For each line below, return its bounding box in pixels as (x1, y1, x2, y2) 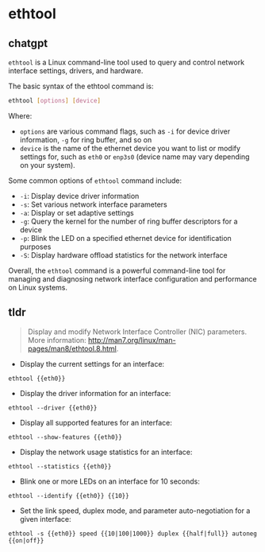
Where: (8, 111, 33, 120)
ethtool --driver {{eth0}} (8, 403, 98, 412)
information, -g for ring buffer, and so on (19, 134, 152, 144)
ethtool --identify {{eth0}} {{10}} (8, 492, 129, 500)
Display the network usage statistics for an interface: (19, 447, 193, 457)
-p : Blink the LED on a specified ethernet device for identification (19, 233, 232, 243)
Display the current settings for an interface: (19, 359, 165, 368)
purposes (19, 242, 52, 251)
